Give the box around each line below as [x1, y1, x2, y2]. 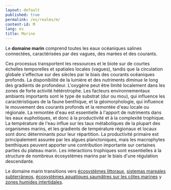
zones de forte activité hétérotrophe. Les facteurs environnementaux [5, 88, 151, 93]
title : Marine [5, 31, 36, 36]
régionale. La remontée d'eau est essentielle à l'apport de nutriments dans [5, 109, 162, 115]
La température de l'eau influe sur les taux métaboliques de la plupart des [5, 121, 161, 126]
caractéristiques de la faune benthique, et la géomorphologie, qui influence [5, 99, 164, 105]
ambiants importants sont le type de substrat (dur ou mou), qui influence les [5, 93, 165, 99]
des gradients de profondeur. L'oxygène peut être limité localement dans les [5, 82, 165, 88]
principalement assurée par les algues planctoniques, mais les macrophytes [5, 136, 165, 142]
